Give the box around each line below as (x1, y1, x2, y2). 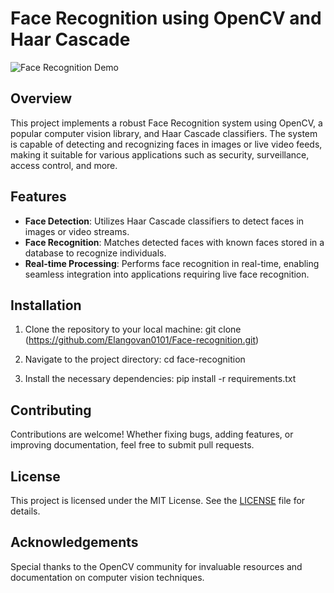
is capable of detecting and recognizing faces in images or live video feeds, (10, 138, 323, 150)
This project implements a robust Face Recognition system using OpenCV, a (10, 117, 323, 129)
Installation (10, 297, 82, 314)
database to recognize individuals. (24, 247, 167, 259)
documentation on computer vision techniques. (10, 571, 205, 583)
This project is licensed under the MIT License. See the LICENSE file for (10, 495, 306, 506)
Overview (10, 90, 73, 107)
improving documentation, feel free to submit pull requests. (10, 439, 255, 451)
